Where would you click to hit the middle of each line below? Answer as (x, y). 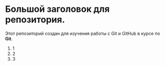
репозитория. (35, 20)
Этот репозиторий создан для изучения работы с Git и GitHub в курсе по (83, 33)
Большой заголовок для (57, 9)
